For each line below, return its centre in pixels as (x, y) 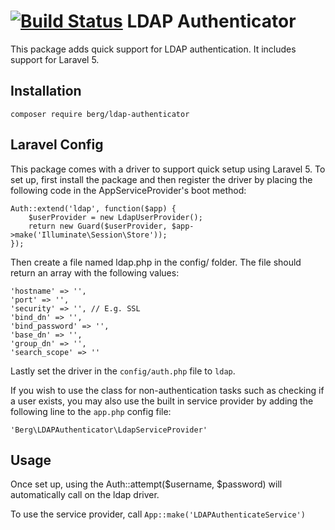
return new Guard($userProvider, (98, 226)
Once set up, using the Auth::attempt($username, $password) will (146, 484)
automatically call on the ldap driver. (85, 495)
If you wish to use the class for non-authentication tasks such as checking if (167, 390)
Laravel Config (57, 145)
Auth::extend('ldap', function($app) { (93, 208)
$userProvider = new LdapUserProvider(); (115, 217)
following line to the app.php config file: (91, 411)
